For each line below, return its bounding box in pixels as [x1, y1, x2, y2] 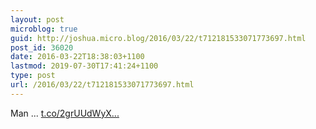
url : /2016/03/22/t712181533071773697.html [10, 80, 195, 90]
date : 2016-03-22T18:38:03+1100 [10, 52, 145, 62]
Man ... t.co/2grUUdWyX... [10, 107, 120, 119]
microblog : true [10, 24, 78, 34]
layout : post [10, 14, 65, 25]
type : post [10, 71, 56, 81]
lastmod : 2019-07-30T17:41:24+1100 [10, 61, 159, 71]
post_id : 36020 [10, 42, 74, 53]
